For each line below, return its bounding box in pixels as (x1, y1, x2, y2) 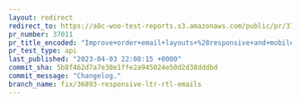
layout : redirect (8, 13, 74, 22)
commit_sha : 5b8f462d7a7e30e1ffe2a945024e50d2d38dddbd (8, 64, 218, 73)
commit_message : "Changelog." (8, 72, 122, 81)
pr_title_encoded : (8, 38, 77, 47)
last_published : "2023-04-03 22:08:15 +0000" (8, 55, 181, 64)
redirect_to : (8, 21, 58, 30)
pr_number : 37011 (8, 30, 74, 39)
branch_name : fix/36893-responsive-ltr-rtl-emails (8, 80, 202, 89)
